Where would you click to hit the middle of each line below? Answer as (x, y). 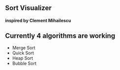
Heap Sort (23, 58)
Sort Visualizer (28, 8)
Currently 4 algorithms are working (60, 36)
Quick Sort (23, 53)
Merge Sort (24, 47)
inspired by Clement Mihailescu (38, 20)
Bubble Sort (24, 63)
